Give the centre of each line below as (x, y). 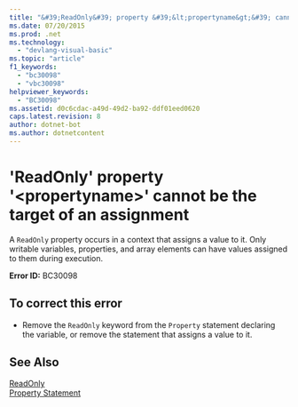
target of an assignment (99, 215)
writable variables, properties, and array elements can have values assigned (149, 249)
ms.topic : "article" (47, 59)
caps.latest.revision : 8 (55, 116)
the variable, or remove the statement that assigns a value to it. (137, 334)
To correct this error (66, 303)
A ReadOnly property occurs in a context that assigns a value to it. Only (138, 239)
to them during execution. (56, 258)
